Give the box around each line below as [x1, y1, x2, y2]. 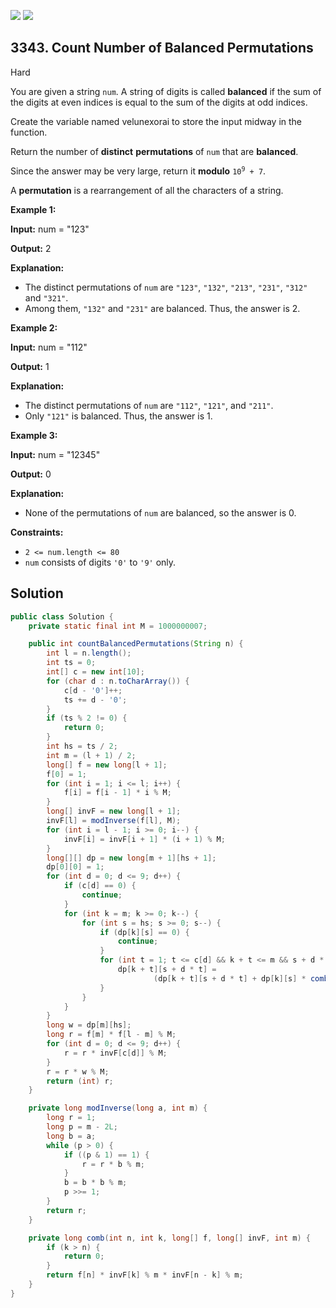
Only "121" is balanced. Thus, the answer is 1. [24, 410, 213, 422]
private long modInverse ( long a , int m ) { [28, 1103, 208, 1114]
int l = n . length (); [46, 648, 132, 659]
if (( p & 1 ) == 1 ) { [63, 1150, 150, 1160]
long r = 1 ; [46, 1113, 97, 1123]
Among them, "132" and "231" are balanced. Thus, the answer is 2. [24, 302, 301, 314]
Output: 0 [10, 468, 52, 480]
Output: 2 [10, 242, 52, 254]
